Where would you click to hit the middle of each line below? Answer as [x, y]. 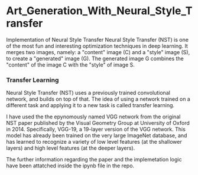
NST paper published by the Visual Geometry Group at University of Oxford [98, 123]
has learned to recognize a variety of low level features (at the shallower [94, 142]
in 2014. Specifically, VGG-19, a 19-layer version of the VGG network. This [96, 129]
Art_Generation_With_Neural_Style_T [99, 11]
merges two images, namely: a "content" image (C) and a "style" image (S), [98, 52]
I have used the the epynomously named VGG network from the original [93, 117]
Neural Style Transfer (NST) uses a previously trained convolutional [88, 93]
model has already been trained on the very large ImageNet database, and [97, 136]
